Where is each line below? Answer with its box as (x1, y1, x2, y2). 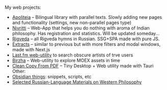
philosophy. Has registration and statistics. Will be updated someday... (12, 31, 160, 36)
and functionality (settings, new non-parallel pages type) (12, 20, 132, 25)
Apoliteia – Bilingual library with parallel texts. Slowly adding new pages (12, 14, 162, 20)
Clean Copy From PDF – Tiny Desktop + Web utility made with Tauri (12, 63, 154, 69)
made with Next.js (12, 47, 50, 52)
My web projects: (5, 5, 41, 10)
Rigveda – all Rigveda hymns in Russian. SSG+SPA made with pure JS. (12, 36, 160, 42)
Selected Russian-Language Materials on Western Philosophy (12, 79, 142, 85)
